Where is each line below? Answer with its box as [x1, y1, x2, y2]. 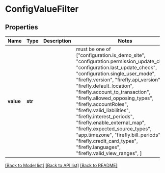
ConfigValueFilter [5, 3, 79, 15]
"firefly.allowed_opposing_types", [76, 95, 154, 101]
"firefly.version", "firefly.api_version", [76, 76, 162, 83]
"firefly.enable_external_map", [76, 119, 146, 126]
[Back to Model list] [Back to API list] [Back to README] [5, 163, 118, 168]
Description [43, 38, 71, 44]
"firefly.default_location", [76, 82, 134, 89]
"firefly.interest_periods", [76, 113, 134, 120]
